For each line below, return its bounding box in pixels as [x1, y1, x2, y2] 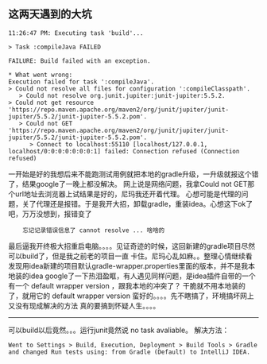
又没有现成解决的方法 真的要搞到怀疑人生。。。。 [8, 300, 161, 310]
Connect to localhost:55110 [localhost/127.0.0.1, [37, 140, 208, 149]
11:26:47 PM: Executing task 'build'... [8, 29, 145, 37]
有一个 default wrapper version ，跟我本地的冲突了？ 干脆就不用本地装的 [8, 281, 246, 290]
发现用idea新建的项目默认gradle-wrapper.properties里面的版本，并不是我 [8, 261, 249, 270]
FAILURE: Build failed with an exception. [8, 56, 151, 65]
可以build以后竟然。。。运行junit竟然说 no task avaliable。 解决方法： [8, 325, 230, 335]
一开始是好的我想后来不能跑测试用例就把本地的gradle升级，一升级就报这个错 [8, 169, 259, 179]
